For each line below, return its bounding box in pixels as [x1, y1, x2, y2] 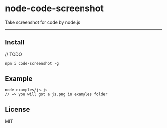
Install [5, 38, 25, 47]
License [5, 105, 30, 114]
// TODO [5, 51, 22, 57]
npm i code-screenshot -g [5, 61, 59, 66]
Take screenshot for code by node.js [5, 19, 81, 25]
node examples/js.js [5, 87, 48, 92]
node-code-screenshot [5, 3, 104, 14]
